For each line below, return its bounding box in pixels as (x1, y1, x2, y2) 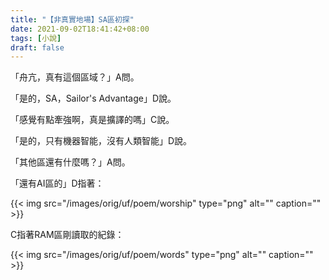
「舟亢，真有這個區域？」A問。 (10, 71, 140, 83)
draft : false (10, 42, 65, 53)
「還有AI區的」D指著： (10, 177, 105, 190)
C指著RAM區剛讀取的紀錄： (10, 229, 125, 241)
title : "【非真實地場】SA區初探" (10, 14, 135, 25)
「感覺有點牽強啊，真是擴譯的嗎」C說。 (10, 114, 175, 126)
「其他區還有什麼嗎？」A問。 (10, 156, 131, 168)
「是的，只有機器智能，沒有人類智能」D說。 (10, 135, 193, 147)
